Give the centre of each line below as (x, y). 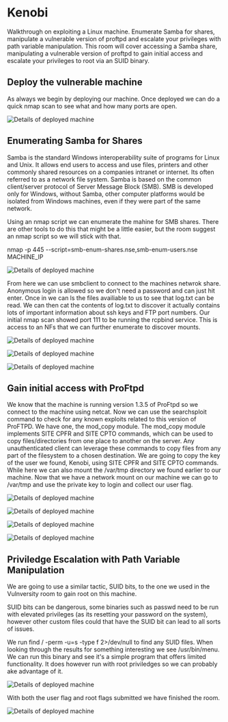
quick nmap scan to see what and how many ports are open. (92, 106)
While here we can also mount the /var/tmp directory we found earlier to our (114, 470)
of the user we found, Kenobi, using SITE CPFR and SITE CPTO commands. (113, 463)
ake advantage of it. (35, 671)
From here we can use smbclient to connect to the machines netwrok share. (114, 283)
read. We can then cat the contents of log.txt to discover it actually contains (114, 305)
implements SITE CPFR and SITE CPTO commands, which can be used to (110, 434)
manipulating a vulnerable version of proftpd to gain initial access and (105, 53)
